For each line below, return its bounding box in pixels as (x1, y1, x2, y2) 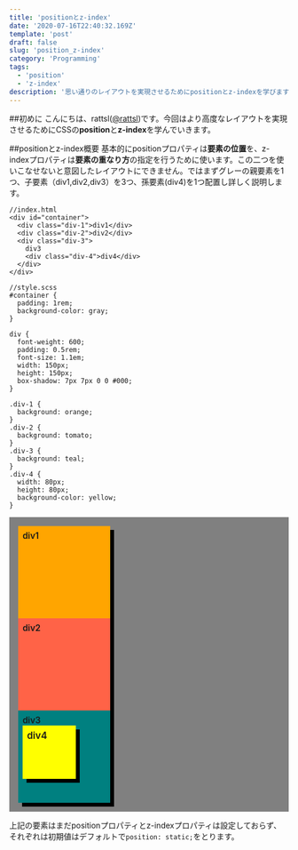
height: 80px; (17, 485, 69, 494)
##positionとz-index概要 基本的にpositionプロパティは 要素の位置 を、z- (9, 143, 271, 154)
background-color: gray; (17, 306, 109, 316)
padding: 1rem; (17, 299, 74, 308)
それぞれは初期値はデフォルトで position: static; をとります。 (9, 830, 239, 841)
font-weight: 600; (17, 337, 86, 347)
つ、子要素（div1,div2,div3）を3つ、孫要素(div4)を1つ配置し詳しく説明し (9, 176, 275, 187)
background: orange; (17, 407, 93, 416)
